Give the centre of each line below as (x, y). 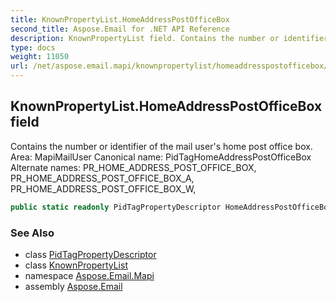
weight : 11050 (40, 57)
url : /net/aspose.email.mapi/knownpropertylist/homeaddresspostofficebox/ (169, 66)
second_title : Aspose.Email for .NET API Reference (120, 29)
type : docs (33, 47)
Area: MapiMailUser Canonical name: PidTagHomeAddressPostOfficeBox (161, 157)
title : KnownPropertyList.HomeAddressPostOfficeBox (120, 19)
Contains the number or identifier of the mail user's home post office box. (161, 146)
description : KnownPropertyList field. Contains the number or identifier (169, 38)
